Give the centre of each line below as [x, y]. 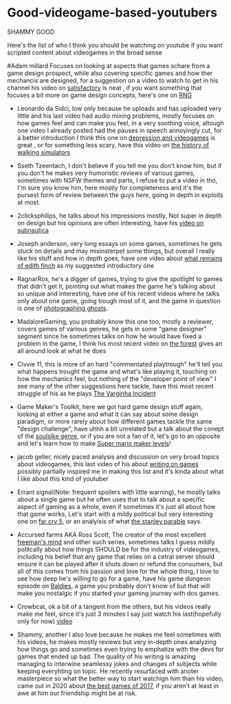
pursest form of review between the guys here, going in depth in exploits [120, 195]
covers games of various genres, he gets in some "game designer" [112, 329]
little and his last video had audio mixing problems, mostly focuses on [115, 116]
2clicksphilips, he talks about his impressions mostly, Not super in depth [119, 216]
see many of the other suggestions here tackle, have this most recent [115, 386]
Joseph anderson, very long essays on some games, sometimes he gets [119, 243]
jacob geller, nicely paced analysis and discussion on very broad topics [118, 457]
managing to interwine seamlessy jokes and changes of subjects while [117, 663]
